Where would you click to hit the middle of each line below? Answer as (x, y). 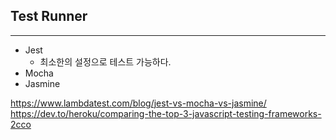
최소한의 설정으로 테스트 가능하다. (105, 61)
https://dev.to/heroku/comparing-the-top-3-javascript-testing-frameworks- (166, 113)
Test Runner (49, 16)
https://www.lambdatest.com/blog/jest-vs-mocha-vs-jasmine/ (138, 103)
